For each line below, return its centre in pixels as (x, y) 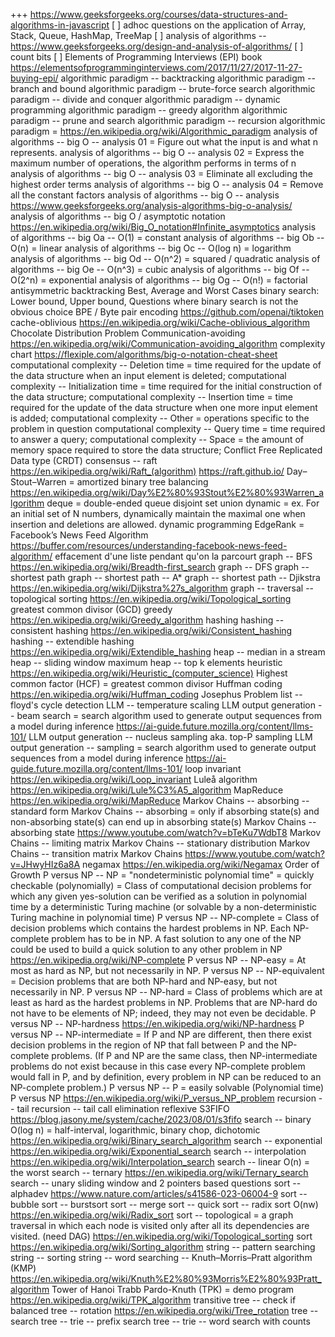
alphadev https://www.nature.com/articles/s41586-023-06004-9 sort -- (159, 1193)
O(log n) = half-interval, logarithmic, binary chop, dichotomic (135, 1130)
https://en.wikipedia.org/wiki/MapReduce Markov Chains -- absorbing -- (160, 800)
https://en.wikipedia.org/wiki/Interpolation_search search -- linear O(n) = (160, 1162)
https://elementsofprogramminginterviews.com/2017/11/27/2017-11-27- (156, 67)
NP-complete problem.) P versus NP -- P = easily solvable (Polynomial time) (167, 1087)
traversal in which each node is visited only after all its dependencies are (160, 1225)
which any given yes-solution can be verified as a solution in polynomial (158, 896)
